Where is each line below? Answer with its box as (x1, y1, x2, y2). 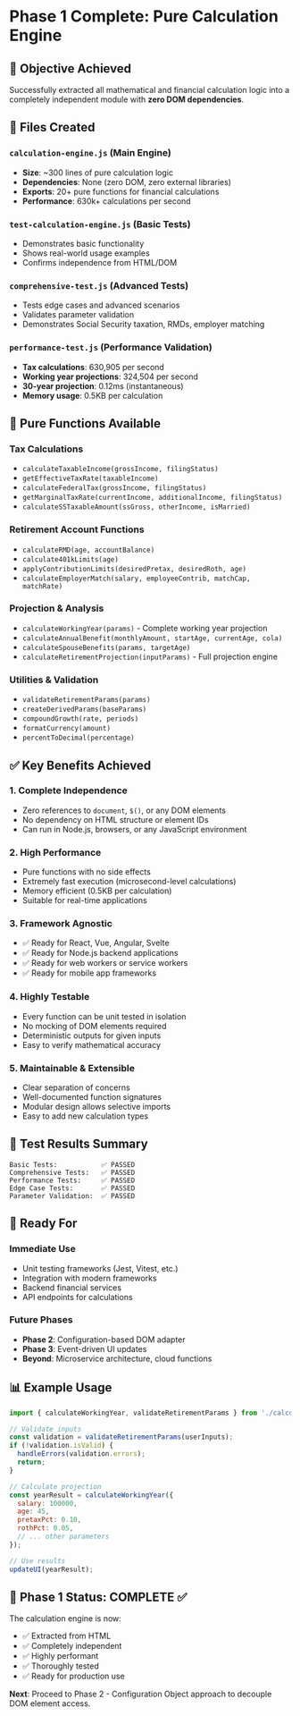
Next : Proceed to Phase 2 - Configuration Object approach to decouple (9, 1688, 272, 1700)
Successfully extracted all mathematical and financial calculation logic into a (9, 85, 290, 95)
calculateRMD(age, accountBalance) (21, 545, 155, 554)
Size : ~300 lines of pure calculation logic (21, 167, 174, 178)
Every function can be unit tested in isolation (21, 1010, 187, 1021)
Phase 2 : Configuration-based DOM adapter (21, 1334, 186, 1345)
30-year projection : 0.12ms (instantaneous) (21, 380, 185, 391)
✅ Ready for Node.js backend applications (21, 948, 179, 959)
